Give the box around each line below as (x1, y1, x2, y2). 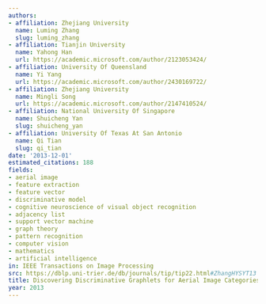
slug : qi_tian (15, 144, 62, 152)
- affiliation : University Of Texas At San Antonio (8, 129, 182, 137)
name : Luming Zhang (15, 26, 80, 34)
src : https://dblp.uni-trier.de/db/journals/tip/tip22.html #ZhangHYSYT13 (8, 269, 257, 277)
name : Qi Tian (15, 136, 62, 145)
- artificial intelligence (8, 254, 97, 262)
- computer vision (8, 240, 69, 248)
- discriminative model (8, 196, 87, 203)
